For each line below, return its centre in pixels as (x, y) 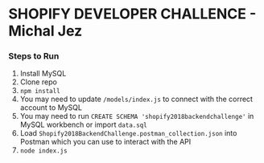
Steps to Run (34, 56)
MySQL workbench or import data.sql (83, 124)
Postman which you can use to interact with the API (105, 142)
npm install (40, 92)
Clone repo (39, 82)
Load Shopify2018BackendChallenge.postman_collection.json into (128, 133)
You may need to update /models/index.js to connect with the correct (136, 99)
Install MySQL (43, 74)
